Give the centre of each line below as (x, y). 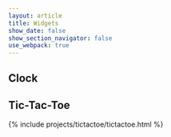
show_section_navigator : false (60, 38)
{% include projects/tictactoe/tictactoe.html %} (86, 124)
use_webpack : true (39, 46)
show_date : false (37, 30)
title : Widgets (34, 23)
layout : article (35, 16)
